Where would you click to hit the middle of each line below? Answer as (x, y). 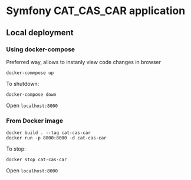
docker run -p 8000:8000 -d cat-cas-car (57, 138)
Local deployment (40, 33)
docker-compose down (32, 94)
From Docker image (35, 121)
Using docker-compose (41, 49)
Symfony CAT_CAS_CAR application (96, 11)
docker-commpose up (30, 73)
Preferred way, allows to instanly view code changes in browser (83, 62)
